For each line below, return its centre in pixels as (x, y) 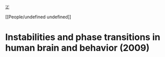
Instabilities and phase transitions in (83, 37)
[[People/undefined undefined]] (38, 17)
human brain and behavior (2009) (77, 48)
